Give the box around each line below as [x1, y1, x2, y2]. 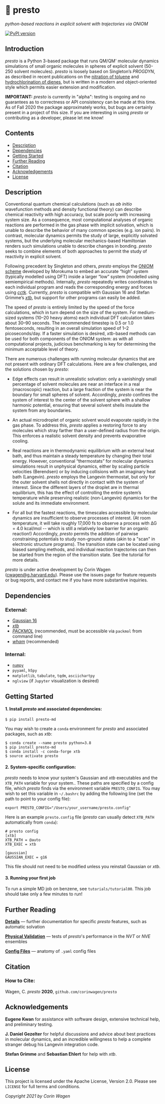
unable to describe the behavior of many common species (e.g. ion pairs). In [5, 227, 160, 233]
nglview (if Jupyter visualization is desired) [12, 678, 99, 684]
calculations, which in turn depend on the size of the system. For [5, 309, 136, 315]
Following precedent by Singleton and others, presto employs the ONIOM [5, 263, 154, 269]
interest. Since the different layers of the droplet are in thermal [12, 485, 139, 490]
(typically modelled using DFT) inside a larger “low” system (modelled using [5, 274, 159, 280]
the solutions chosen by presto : [5, 366, 69, 372]
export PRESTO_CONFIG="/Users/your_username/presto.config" [5, 805, 132, 810]
